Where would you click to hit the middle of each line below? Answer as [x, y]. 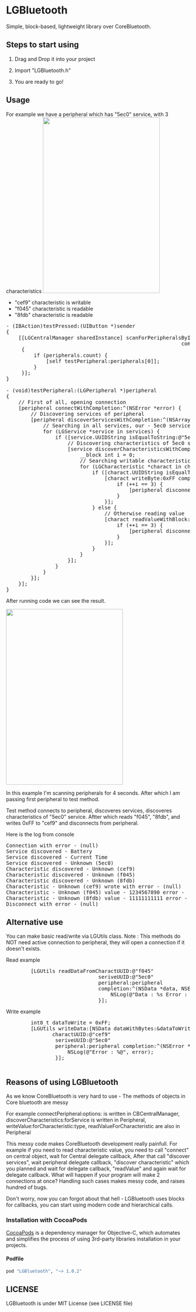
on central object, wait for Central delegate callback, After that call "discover [98, 1156]
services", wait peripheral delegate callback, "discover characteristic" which [98, 1163]
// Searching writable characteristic [135, 461]
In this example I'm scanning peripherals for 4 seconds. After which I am [93, 793]
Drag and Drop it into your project [55, 59]
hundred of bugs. [27, 1187]
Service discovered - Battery [49, 851]
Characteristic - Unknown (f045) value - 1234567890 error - [95, 892]
